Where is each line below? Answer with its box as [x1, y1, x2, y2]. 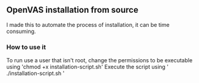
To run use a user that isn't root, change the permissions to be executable [6, 57, 193, 64]
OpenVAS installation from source [6, 5, 139, 15]
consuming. [6, 27, 36, 35]
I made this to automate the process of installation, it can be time [6, 21, 170, 28]
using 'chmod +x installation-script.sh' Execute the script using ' [6, 63, 169, 71]
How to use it [6, 43, 46, 51]
